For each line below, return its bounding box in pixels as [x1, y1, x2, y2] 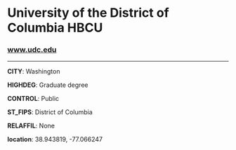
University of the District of [7, 5, 170, 21]
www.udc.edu [7, 45, 57, 55]
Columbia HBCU [7, 20, 103, 36]
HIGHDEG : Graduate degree [7, 81, 88, 89]
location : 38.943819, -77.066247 [7, 135, 103, 144]
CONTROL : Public [7, 95, 60, 103]
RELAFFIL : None [7, 121, 55, 130]
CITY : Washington [7, 67, 60, 76]
